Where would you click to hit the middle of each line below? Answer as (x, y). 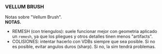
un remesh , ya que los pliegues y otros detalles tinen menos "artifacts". (82, 36)
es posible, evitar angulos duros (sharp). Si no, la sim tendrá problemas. (84, 47)
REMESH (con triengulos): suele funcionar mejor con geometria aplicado (85, 32)
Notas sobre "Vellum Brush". (33, 17)
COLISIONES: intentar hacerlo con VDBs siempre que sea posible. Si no (83, 42)
